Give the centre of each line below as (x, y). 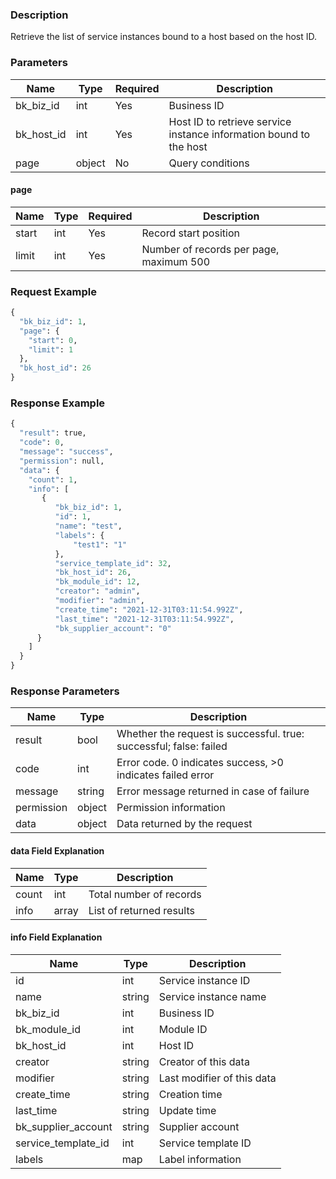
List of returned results (141, 910)
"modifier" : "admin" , (99, 601)
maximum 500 (176, 261)
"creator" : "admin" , (97, 591)
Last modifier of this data (217, 1078)
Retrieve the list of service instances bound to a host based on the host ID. (164, 37)
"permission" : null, (62, 461)
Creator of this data (204, 1061)
